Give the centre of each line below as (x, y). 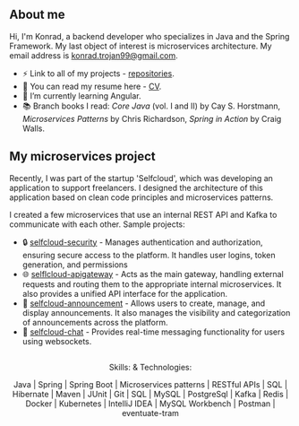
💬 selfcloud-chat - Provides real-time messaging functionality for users (153, 332)
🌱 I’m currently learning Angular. (81, 96)
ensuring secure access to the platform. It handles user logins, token (149, 255)
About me (37, 15)
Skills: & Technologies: (150, 368)
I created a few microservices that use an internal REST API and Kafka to (143, 214)
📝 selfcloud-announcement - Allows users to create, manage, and (144, 303)
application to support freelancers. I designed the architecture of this (137, 187)
